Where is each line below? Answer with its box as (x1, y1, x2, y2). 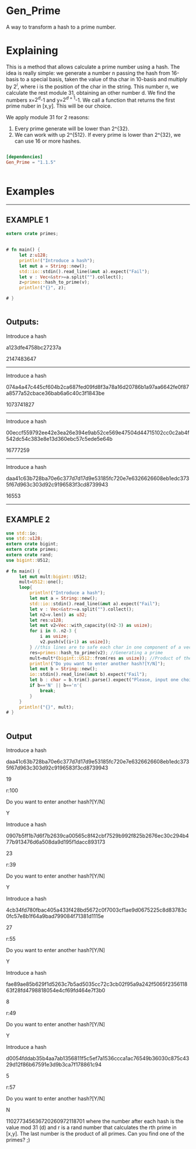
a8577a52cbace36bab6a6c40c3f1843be (6, 389, 105, 396)
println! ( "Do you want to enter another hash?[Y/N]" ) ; (29, 661, 166, 667)
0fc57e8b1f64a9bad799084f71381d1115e (6, 913, 104, 919)
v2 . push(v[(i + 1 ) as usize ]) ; (40, 639, 111, 645)
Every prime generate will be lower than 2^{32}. (14, 125, 129, 132)
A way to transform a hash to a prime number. (6, 23, 117, 30)
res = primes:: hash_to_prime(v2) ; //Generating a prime (29, 650, 163, 655)
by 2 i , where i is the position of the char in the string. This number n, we (6, 82, 179, 90)
